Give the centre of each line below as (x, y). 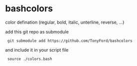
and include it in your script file (37, 50)
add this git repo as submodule (37, 32)
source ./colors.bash (30, 59)
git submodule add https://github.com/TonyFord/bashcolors (70, 41)
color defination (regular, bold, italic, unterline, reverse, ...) (65, 22)
